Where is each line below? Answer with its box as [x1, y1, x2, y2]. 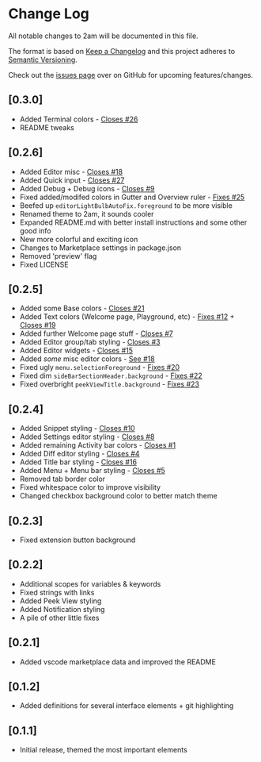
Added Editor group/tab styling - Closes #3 [19, 337, 161, 347]
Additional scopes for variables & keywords [19, 579, 161, 588]
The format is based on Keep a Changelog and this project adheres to [8, 46, 236, 56]
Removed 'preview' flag [19, 251, 97, 260]
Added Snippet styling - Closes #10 [19, 424, 136, 433]
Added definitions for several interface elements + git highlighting [19, 701, 234, 710]
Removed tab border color [19, 474, 105, 484]
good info [19, 225, 51, 235]
